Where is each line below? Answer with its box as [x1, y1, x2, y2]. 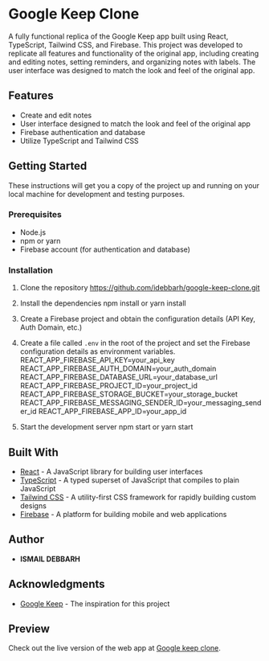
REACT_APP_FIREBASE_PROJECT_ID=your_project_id [19, 381, 198, 391]
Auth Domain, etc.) [19, 322, 83, 332]
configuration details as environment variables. [19, 347, 176, 356]
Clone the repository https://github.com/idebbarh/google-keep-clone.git [19, 283, 260, 293]
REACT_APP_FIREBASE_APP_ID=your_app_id [38, 407, 187, 417]
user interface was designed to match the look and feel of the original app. [8, 65, 255, 75]
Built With [8, 445, 59, 459]
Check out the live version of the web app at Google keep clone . [8, 643, 221, 653]
